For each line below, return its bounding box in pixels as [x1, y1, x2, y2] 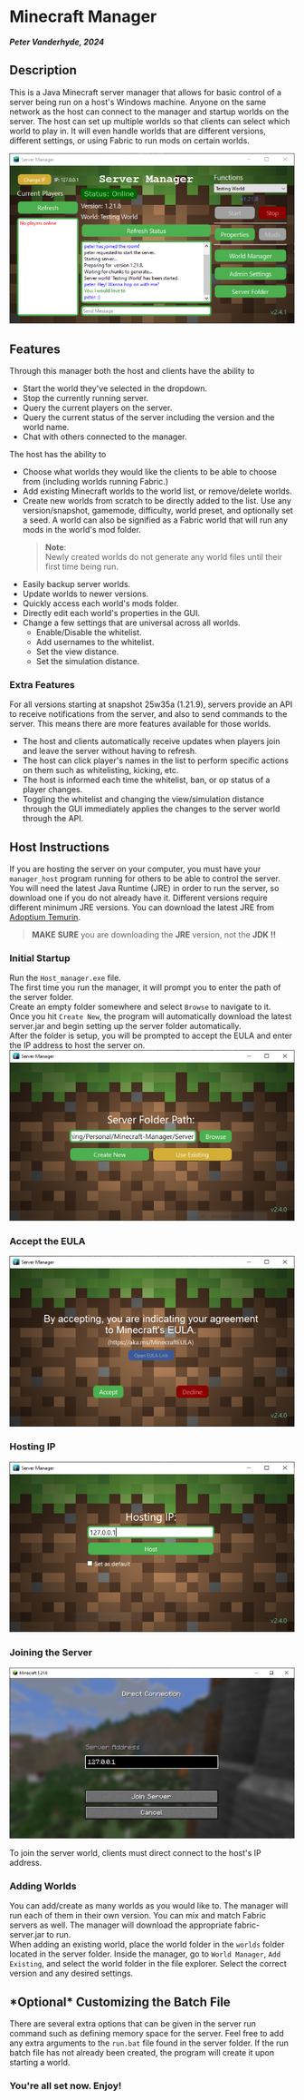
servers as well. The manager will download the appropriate [9, 1919, 233, 1930]
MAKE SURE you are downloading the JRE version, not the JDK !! [31, 929, 276, 940]
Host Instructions [9, 839, 110, 855]
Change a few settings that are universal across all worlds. [22, 617, 242, 628]
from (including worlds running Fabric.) [22, 476, 169, 486]
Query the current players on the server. [22, 402, 173, 413]
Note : [44, 542, 67, 553]
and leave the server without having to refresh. [22, 746, 197, 757]
